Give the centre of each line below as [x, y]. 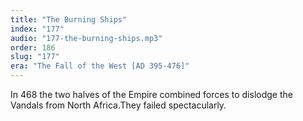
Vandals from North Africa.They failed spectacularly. [118, 105]
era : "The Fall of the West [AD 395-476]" [100, 66]
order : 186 [33, 47]
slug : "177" [35, 57]
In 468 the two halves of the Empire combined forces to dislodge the [151, 94]
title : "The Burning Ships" [69, 19]
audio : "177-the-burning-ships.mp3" [86, 38]
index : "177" [37, 29]
